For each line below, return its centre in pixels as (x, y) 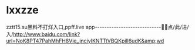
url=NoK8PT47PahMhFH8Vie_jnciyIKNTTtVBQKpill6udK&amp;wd (85, 41)
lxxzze (23, 10)
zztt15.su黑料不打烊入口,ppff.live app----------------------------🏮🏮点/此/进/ (97, 27)
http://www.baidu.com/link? (47, 34)
